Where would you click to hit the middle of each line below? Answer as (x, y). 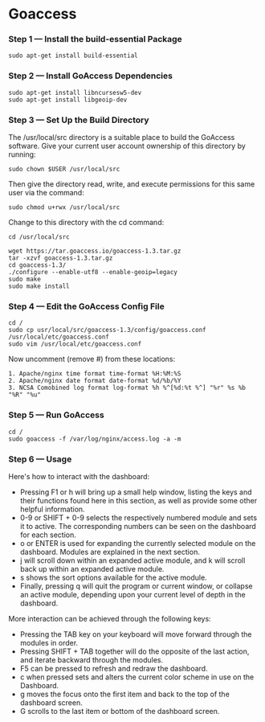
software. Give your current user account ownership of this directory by (127, 146)
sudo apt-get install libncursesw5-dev (75, 92)
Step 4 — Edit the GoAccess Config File (86, 306)
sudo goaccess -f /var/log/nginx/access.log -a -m (95, 439)
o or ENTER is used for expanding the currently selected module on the (138, 543)
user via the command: (46, 193)
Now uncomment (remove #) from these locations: (92, 359)
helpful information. (53, 509)
